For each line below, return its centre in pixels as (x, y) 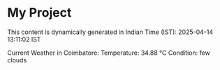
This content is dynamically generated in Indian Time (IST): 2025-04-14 (110, 32)
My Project (39, 13)
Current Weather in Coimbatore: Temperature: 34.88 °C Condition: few (109, 53)
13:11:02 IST (24, 39)
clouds (17, 60)
